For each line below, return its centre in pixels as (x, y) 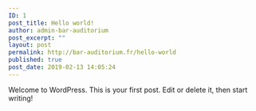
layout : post (30, 45)
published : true (35, 60)
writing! (21, 98)
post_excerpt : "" (37, 38)
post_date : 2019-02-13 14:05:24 (62, 67)
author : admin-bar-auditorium (59, 30)
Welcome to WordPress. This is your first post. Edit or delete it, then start (128, 90)
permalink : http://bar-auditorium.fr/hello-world (93, 52)
